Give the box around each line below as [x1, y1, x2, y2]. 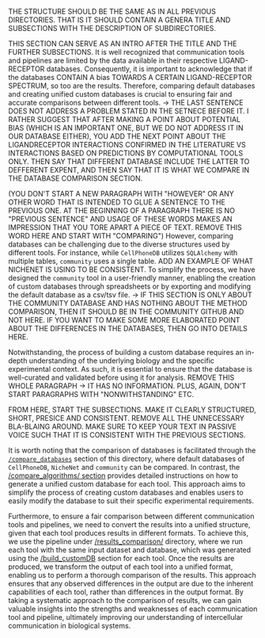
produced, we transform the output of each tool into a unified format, [8, 562, 233, 571]
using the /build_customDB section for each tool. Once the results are [8, 554, 235, 563]
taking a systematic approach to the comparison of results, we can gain [8, 596, 242, 605]
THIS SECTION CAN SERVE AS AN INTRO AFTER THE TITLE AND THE [8, 39, 237, 48]
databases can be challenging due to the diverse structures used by [8, 239, 230, 249]
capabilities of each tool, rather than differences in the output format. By [8, 587, 244, 597]
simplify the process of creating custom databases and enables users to [8, 487, 244, 497]
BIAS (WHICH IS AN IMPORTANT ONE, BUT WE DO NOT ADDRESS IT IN [8, 123, 244, 132]
